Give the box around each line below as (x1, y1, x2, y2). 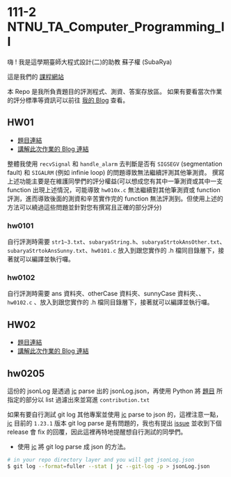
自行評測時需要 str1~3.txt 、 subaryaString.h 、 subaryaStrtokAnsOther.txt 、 (7, 237, 226, 246)
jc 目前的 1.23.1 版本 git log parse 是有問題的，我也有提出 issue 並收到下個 (7, 419, 222, 427)
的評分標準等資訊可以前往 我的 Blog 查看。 (7, 95, 129, 104)
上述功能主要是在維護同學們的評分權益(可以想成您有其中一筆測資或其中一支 (7, 177, 223, 185)
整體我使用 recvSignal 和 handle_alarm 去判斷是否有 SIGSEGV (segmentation (7, 159, 223, 168)
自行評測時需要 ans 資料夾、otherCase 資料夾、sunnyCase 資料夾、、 (7, 290, 205, 298)
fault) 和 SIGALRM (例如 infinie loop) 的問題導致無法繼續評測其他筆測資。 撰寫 (7, 168, 225, 176)
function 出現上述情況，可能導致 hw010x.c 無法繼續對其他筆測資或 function (7, 185, 221, 194)
